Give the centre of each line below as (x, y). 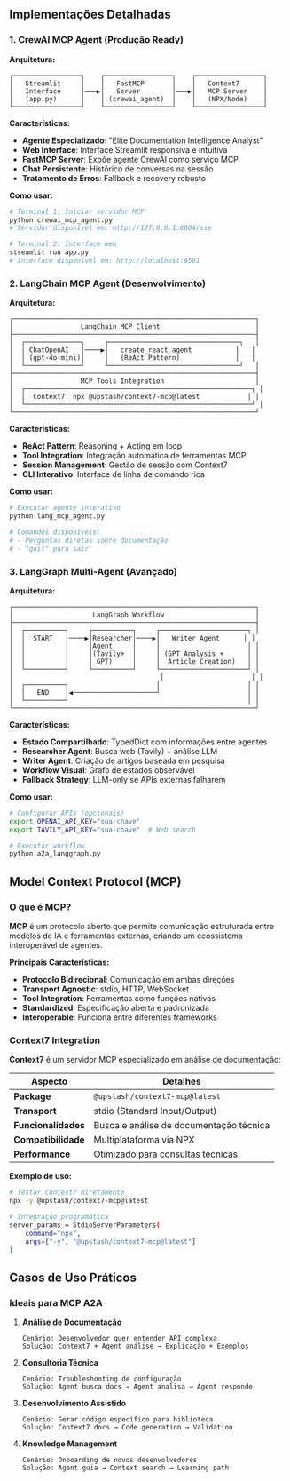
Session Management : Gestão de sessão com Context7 (125, 465)
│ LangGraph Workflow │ (134, 615)
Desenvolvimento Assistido (74, 1404)
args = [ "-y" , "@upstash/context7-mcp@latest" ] (111, 1242)
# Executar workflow (47, 846)
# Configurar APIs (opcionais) (67, 813)
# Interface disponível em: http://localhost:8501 (105, 261)
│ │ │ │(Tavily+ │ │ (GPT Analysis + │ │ (134, 653)
